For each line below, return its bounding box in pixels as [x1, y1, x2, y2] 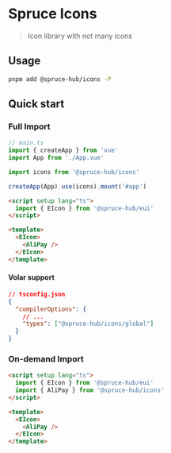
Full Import [8, 121, 51, 132]
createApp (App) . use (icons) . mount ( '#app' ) [8, 182, 147, 191]
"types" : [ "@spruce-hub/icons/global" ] [22, 319, 154, 328]
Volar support [8, 273, 55, 282]
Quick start [8, 97, 65, 111]
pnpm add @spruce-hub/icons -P [8, 75, 112, 83]
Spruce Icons [8, 5, 97, 23]
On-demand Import [8, 353, 85, 364]
